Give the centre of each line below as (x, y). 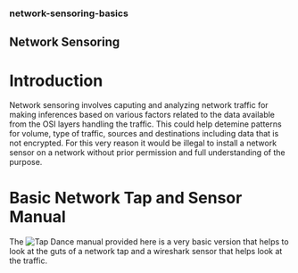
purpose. (26, 162)
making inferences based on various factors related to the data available (142, 115)
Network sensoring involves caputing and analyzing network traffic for (139, 105)
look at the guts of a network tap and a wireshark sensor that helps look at (146, 252)
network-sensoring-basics (69, 13)
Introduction (56, 81)
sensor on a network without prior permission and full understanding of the (147, 153)
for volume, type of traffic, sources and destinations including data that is (144, 134)
